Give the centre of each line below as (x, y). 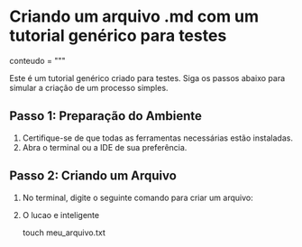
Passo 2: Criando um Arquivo (93, 176)
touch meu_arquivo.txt (64, 233)
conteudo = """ (37, 60)
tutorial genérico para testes (118, 36)
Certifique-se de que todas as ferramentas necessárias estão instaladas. (157, 138)
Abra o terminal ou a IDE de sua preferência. (105, 147)
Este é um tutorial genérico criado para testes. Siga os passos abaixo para (147, 78)
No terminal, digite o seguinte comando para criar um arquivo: (138, 197)
